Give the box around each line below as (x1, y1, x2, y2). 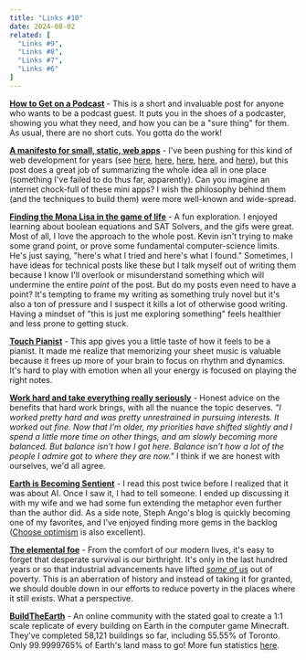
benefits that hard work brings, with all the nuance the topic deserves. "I (9, 401, 281, 412)
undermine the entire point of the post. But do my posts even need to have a (9, 279, 297, 290)
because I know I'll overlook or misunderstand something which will (9, 269, 265, 280)
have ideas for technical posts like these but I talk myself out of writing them (9, 260, 297, 271)
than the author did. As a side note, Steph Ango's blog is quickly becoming (9, 506, 290, 517)
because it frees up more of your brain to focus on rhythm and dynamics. (9, 355, 286, 366)
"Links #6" (17, 65, 59, 74)
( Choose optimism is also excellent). (9, 527, 146, 538)
